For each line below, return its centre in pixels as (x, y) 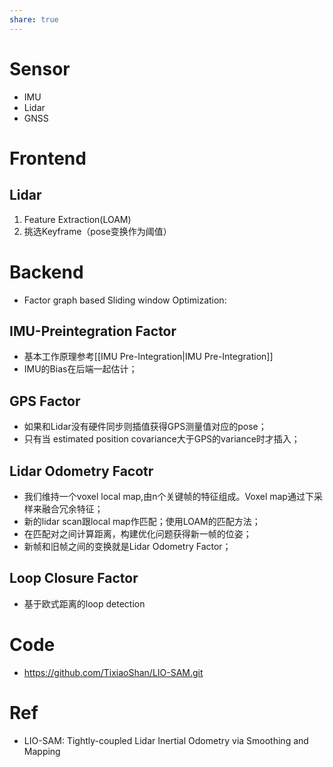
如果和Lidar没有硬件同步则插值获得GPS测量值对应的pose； (145, 427)
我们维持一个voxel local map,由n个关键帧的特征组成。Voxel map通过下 (168, 496)
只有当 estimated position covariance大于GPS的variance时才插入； (162, 439)
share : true (34, 19)
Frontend (48, 158)
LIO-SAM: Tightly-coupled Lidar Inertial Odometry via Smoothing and (166, 740)
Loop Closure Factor (74, 578)
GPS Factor (45, 401)
